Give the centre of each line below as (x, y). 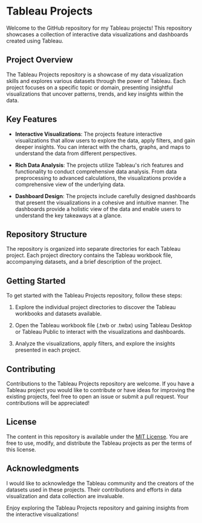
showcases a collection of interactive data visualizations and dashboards (97, 34)
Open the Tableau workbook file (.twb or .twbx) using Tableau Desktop (103, 325)
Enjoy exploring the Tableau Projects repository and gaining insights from (98, 508)
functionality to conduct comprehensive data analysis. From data (96, 172)
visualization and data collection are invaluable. (65, 496)
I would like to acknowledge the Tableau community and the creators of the (100, 483)
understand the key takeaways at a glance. (68, 215)
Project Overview (40, 60)
